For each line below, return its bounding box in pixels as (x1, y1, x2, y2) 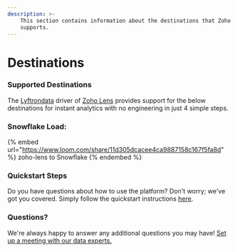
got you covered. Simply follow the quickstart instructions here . (7, 194, 194, 203)
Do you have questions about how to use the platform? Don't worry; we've (7, 187, 226, 196)
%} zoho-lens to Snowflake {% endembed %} (7, 153, 143, 161)
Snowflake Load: (7, 121, 67, 131)
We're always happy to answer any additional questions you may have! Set (7, 228, 227, 237)
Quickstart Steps (7, 171, 68, 181)
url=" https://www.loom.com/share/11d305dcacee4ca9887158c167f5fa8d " (7, 146, 224, 154)
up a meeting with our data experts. (7, 236, 112, 245)
